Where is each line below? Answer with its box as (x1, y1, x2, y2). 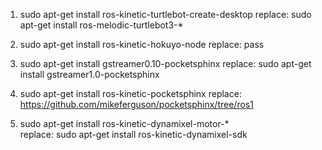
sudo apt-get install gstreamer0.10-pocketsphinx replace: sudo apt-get (19, 58, 312, 69)
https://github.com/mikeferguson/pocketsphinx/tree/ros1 (19, 99, 254, 110)
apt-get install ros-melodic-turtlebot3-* (19, 19, 184, 31)
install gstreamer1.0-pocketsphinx (19, 69, 160, 80)
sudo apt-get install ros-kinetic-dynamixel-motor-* (19, 118, 230, 129)
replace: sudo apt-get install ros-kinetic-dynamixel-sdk (19, 129, 248, 140)
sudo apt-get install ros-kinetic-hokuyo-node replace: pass (19, 39, 265, 50)
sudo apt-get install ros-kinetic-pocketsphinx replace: (19, 88, 242, 99)
